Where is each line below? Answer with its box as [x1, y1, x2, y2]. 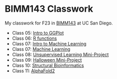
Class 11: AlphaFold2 [12, 67, 55, 74]
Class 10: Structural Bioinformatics [12, 62, 84, 68]
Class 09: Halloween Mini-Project [12, 57, 82, 63]
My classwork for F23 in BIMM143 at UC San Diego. [5, 20, 113, 26]
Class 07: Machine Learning [12, 46, 70, 52]
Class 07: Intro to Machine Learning [12, 40, 87, 46]
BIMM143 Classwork [5, 3, 93, 15]
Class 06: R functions [12, 35, 57, 41]
